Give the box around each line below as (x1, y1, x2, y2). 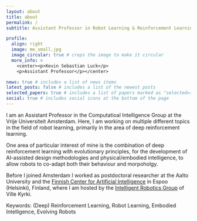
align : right (11, 41, 43, 47)
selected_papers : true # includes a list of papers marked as (6, 90, 161, 96)
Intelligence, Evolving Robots (6, 208, 76, 215)
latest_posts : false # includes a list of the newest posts (6, 85, 157, 91)
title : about (6, 14, 38, 20)
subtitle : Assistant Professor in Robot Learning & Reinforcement (6, 25, 172, 31)
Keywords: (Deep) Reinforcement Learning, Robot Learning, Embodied (6, 202, 176, 209)
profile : (6, 36, 28, 42)
